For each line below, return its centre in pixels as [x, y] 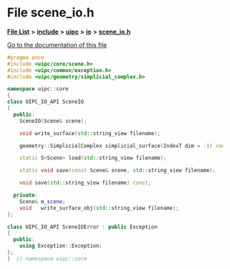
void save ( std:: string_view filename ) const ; [86, 183]
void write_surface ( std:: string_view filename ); [90, 133]
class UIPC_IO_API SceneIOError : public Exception [82, 227]
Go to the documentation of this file [57, 45]
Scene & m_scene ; [43, 201]
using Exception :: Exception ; [61, 246]
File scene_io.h [51, 13]
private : [26, 196]
